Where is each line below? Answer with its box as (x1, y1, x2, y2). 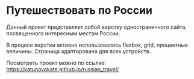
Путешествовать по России (6, 4, 152, 17)
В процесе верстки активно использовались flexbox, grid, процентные (6, 41, 189, 48)
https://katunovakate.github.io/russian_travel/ (6, 65, 119, 72)
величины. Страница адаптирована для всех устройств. (6, 47, 151, 54)
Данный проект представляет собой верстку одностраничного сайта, (6, 23, 187, 31)
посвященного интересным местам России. (6, 29, 120, 37)
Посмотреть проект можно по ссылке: (6, 59, 107, 66)
